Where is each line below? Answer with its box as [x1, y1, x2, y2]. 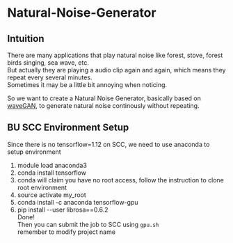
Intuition [7, 33, 45, 45]
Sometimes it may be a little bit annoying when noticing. [7, 81, 168, 88]
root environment [17, 183, 67, 191]
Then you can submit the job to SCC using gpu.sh [17, 220, 159, 228]
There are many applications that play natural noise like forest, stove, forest [7, 51, 223, 59]
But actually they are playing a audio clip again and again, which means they [7, 66, 226, 74]
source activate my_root [17, 190, 87, 199]
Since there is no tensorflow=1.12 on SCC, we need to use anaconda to [7, 140, 210, 148]
